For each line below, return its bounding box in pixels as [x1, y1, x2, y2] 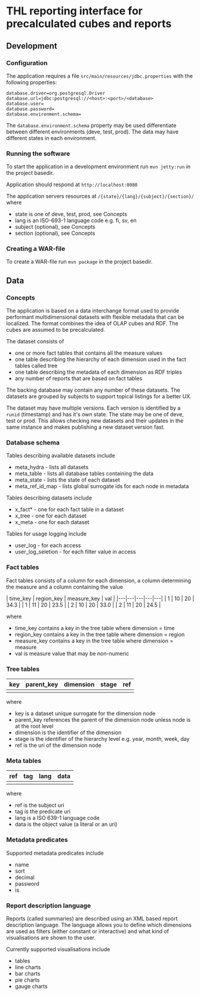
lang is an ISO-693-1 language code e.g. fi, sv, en [14, 217, 137, 224]
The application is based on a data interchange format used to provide [6, 307, 179, 314]
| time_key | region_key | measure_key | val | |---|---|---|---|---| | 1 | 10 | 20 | [6, 595, 195, 602]
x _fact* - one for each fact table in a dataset [14, 506, 124, 513]
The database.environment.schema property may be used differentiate [6, 122, 177, 129]
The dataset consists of [6, 338, 64, 345]
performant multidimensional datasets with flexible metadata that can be [6, 313, 184, 321]
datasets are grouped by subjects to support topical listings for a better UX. [6, 393, 192, 400]
